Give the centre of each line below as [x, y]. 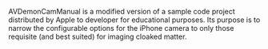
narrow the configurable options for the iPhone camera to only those [121, 28]
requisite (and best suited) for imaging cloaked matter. [98, 36]
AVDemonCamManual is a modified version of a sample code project [122, 11]
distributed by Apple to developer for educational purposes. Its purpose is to [134, 20]
